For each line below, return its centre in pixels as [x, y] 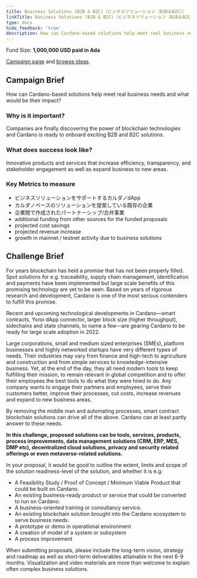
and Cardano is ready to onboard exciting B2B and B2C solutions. [85, 135]
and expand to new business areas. [49, 399]
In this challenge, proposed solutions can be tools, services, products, [94, 435]
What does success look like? [49, 150]
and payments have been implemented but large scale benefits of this [90, 283]
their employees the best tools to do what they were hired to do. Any [89, 380]
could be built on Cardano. [47, 489]
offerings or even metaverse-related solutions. [64, 453]
